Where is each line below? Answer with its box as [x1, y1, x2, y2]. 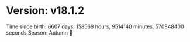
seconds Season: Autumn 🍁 [6, 29, 73, 36]
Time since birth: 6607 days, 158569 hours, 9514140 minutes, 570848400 [6, 23, 184, 30]
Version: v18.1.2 [6, 4, 85, 17]
